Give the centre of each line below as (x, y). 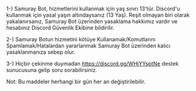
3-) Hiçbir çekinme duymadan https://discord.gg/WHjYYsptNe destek (93, 63)
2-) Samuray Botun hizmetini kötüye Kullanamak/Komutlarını (81, 39)
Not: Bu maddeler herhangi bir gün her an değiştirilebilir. (76, 81)
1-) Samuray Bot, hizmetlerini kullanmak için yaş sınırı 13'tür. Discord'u (93, 9)
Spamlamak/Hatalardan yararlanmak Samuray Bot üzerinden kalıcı (88, 45)
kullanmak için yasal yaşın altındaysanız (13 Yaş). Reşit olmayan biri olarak (98, 15)
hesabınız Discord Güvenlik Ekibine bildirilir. (60, 28)
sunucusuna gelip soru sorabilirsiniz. (52, 70)
